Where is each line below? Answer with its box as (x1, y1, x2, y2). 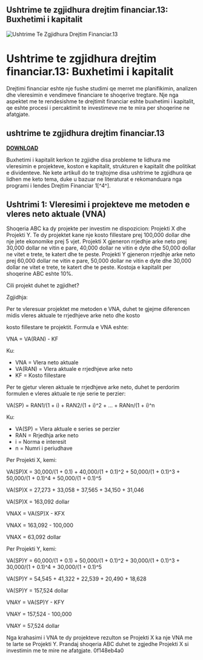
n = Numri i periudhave (15, 444, 73, 452)
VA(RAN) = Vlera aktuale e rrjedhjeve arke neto (15, 366, 133, 373)
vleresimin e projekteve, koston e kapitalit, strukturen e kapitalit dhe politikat (6, 162, 196, 169)
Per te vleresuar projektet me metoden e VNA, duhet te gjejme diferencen (6, 305, 190, 313)
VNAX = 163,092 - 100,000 (6, 522, 74, 529)
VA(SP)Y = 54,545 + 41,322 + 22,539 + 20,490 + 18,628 (6, 575, 147, 582)
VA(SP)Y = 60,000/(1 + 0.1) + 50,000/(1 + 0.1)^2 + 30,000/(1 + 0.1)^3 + (6, 557, 180, 564)
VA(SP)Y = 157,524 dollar (6, 587, 68, 594)
